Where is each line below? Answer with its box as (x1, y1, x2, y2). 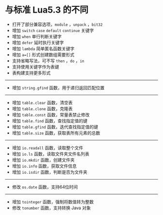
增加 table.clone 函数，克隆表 (12, 105, 73, 112)
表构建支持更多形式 (12, 70, 51, 76)
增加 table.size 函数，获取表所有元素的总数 (12, 130, 100, 136)
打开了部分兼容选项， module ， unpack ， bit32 (12, 21, 103, 27)
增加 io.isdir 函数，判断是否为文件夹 (12, 169, 87, 175)
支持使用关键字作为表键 (12, 64, 59, 69)
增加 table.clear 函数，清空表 (12, 99, 73, 105)
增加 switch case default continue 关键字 (12, 27, 94, 33)
